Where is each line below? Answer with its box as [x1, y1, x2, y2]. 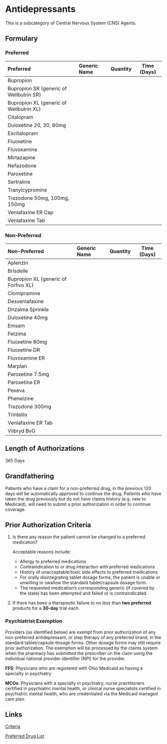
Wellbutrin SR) [7, 91, 41, 98]
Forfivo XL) [7, 281, 34, 288]
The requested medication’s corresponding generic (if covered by [19, 585, 155, 591]
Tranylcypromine [7, 186, 47, 193]
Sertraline [7, 178, 31, 185]
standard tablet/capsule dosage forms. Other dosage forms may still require [5, 639, 161, 645]
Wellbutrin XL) [7, 106, 41, 113]
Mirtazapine [7, 154, 36, 161]
